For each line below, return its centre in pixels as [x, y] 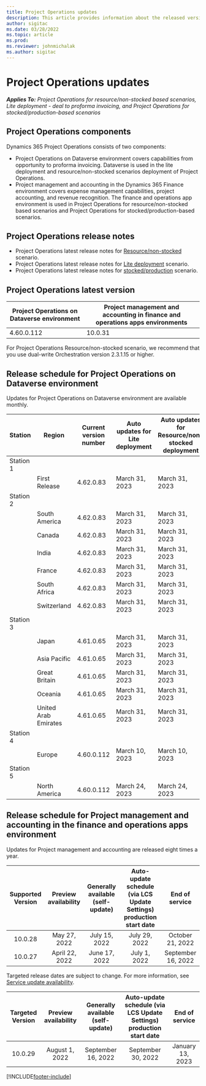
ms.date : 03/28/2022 [33, 29]
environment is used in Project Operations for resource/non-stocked [101, 204]
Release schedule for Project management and [97, 816]
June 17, [101, 953]
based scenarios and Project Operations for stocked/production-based [105, 210]
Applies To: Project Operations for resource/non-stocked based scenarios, [101, 99]
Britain [46, 680]
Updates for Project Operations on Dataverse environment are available [97, 398]
